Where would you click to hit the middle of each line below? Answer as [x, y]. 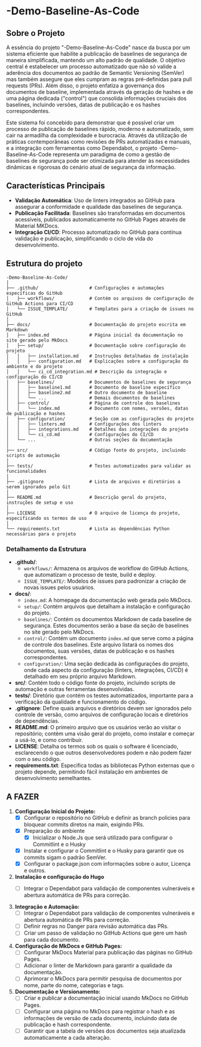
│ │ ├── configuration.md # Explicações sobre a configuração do [97, 361]
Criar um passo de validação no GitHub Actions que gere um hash [105, 933]
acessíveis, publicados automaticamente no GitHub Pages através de [100, 219]
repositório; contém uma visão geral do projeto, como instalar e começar [105, 733]
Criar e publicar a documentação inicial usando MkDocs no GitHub [106, 998]
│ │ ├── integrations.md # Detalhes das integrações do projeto [97, 429]
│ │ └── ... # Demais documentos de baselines [91, 398]
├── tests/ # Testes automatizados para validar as [99, 466]
